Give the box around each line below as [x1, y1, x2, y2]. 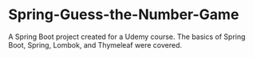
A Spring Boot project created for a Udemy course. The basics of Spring [8, 32, 246, 41]
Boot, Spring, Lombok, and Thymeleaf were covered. [8, 40, 182, 49]
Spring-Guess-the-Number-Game [8, 6, 239, 24]
